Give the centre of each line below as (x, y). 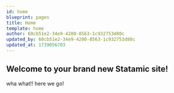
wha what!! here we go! (35, 83)
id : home (17, 12)
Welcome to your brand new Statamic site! (87, 69)
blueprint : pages (28, 17)
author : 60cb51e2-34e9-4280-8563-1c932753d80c (65, 34)
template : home (25, 28)
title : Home (21, 23)
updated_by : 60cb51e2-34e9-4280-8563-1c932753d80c (71, 39)
